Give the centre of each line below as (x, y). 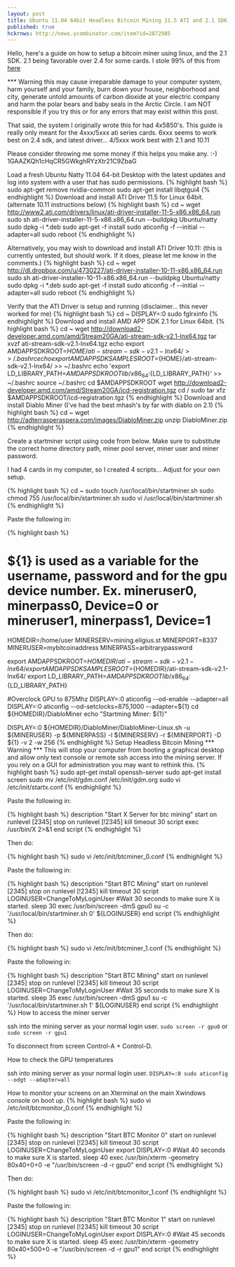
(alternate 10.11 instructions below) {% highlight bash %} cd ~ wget (104, 205)
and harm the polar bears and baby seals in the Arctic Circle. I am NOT (109, 104)
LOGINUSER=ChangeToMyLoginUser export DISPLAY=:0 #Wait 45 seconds (116, 1234)
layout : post (26, 14)
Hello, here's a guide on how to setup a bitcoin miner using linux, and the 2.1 (117, 53)
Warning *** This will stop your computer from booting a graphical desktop (116, 750)
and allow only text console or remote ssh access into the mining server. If (115, 757)
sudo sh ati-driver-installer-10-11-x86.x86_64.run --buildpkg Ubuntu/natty (114, 278)
